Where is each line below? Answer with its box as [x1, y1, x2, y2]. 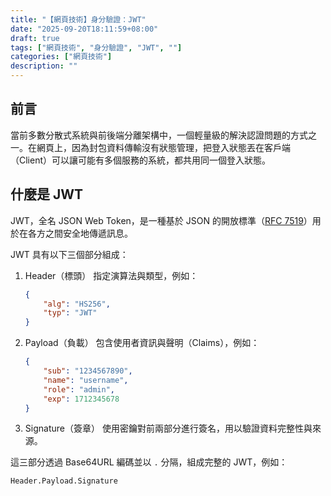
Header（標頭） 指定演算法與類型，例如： [24, 269, 199, 281]
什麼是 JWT [10, 186, 84, 203]
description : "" [10, 61, 78, 71]
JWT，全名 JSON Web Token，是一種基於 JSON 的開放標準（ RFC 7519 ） [10, 214, 313, 226]
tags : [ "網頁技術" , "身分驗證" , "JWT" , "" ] [10, 42, 183, 53]
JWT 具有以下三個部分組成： [10, 248, 129, 260]
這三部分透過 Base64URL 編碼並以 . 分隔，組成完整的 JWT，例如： [10, 456, 288, 468]
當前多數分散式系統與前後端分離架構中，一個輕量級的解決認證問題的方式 [10, 129, 308, 141]
